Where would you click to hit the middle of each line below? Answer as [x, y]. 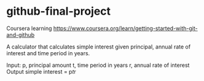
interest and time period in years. [48, 53]
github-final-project [59, 11]
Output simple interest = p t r [41, 71]
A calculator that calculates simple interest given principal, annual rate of [99, 47]
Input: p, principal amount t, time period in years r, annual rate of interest [98, 65]
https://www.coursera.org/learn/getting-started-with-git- [125, 28]
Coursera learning [29, 28]
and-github [21, 34]
